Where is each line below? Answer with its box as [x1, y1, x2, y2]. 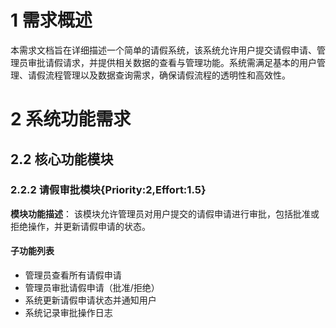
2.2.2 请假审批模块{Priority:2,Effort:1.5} [10, 183, 207, 197]
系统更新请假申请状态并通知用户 [24, 294, 157, 306]
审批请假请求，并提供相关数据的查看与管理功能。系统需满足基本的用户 [27, 56, 317, 68]
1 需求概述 [10, 9, 93, 32]
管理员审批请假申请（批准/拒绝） [24, 282, 160, 294]
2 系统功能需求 [10, 108, 132, 131]
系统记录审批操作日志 [24, 307, 113, 319]
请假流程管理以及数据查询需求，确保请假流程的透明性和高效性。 [27, 69, 291, 81]
